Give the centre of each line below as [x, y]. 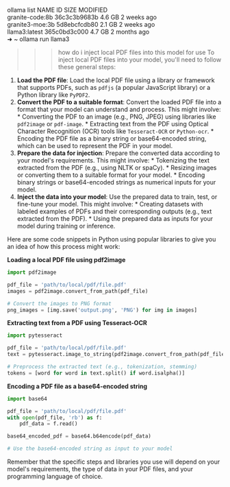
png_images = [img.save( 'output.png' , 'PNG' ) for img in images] [102, 310]
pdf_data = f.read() [49, 424]
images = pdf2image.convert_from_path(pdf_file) [78, 291]
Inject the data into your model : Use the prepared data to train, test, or [117, 197]
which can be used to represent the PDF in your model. [95, 146]
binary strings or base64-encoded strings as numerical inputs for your [116, 182]
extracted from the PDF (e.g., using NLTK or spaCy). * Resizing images [117, 168]
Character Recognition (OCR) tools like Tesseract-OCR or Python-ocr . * [115, 131]
